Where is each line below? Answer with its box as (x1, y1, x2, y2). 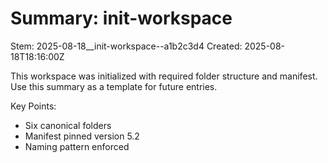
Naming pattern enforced (24, 140, 130, 152)
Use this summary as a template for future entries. (10, 80, 218, 92)
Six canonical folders (24, 119, 112, 131)
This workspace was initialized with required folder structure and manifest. (10, 70, 318, 82)
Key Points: (10, 100, 57, 112)
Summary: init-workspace (10, 7, 233, 30)
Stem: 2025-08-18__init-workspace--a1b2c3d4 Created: (10, 40, 243, 52)
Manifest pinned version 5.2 (24, 130, 140, 142)
